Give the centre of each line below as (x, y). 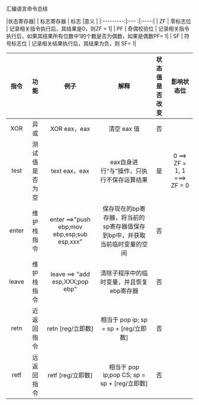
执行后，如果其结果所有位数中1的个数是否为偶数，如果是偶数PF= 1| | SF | (94, 36)
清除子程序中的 (121, 273)
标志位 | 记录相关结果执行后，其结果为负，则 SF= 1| (74, 44)
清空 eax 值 (124, 129)
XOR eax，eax (70, 129)
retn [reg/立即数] (70, 329)
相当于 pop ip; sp (124, 320)
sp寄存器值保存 (124, 226)
